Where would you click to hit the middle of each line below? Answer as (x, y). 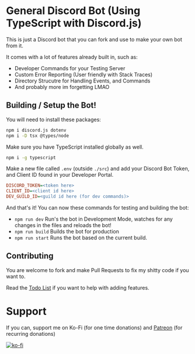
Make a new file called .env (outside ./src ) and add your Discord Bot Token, (98, 169)
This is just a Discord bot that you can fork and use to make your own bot (94, 39)
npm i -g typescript (31, 157)
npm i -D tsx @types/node (37, 136)
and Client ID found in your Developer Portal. (60, 175)
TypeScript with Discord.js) (74, 23)
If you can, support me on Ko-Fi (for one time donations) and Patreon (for (94, 327)
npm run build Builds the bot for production (67, 231)
